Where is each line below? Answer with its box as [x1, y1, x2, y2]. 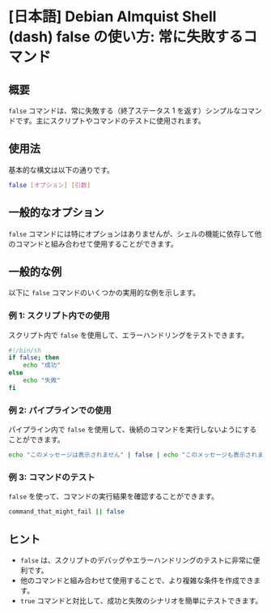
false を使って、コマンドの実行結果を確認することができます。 [8, 491, 218, 501]
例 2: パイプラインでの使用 [8, 405, 112, 416]
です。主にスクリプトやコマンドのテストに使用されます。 [15, 116, 206, 126]
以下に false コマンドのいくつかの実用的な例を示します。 [8, 288, 201, 298]
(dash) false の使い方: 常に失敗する [8, 28, 244, 46]
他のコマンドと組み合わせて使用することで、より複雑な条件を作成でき [19, 576, 254, 585]
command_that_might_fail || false [8, 508, 125, 516]
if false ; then [8, 354, 60, 362]
